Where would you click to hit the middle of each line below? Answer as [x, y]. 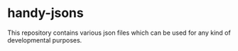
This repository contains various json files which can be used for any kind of [119, 33]
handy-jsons [45, 13]
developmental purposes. [45, 40]
